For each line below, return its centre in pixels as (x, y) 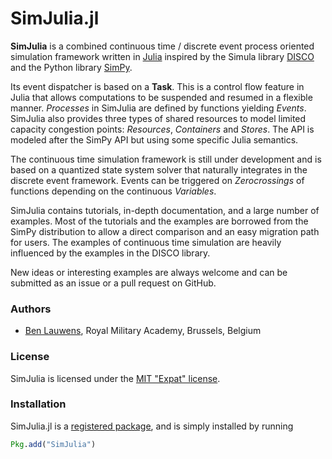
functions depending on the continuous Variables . (113, 191)
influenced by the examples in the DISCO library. (110, 253)
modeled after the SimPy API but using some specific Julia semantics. (154, 139)
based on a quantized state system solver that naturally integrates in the (159, 169)
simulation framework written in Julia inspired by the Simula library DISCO (162, 56)
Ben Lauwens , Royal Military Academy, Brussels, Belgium (143, 331)
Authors (31, 309)
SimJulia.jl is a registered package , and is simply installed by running (152, 426)
